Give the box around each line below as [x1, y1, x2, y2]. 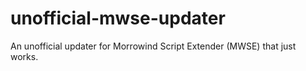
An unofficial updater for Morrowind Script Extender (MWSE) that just [10, 40, 297, 52]
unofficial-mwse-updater [10, 7, 226, 30]
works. [10, 50, 39, 62]
